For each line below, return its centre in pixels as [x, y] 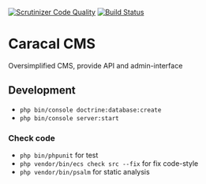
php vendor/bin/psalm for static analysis [84, 172]
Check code [32, 138]
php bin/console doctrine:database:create [90, 110]
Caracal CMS [52, 44]
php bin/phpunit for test [59, 155]
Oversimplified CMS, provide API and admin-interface [96, 65]
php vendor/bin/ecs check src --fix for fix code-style [109, 164]
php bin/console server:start [69, 118]
